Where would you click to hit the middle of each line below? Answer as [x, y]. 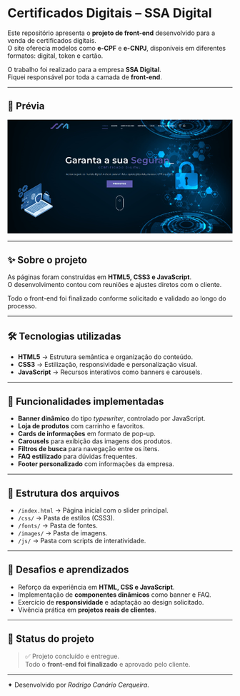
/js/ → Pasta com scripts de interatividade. [82, 540]
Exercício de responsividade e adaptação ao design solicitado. [111, 602]
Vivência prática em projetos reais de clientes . [87, 610]
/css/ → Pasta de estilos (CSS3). [66, 518]
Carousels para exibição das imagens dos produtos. [95, 441]
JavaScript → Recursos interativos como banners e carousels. [110, 372]
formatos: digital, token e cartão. [55, 56]
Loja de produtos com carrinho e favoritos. [81, 426]
